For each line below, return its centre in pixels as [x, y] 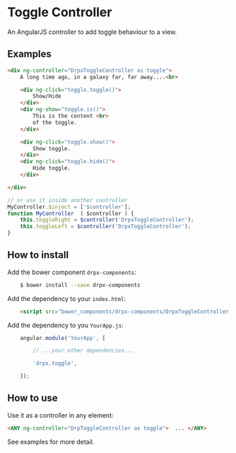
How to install [38, 255]
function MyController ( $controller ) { [71, 213]
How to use [33, 398]
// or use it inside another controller [68, 200]
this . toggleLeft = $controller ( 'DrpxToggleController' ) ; [106, 227]
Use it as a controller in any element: [60, 415]
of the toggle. [55, 122]
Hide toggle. [52, 168]
